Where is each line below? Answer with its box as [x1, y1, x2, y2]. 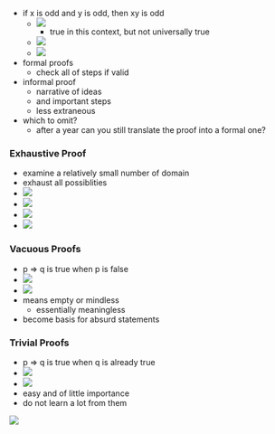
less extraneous [35, 106, 96, 116]
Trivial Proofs [9, 336, 70, 349]
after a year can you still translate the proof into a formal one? [35, 125, 267, 135]
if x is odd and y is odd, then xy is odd [22, 8, 165, 18]
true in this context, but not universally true [49, 26, 210, 37]
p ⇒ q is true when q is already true [22, 356, 156, 367]
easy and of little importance [22, 388, 129, 399]
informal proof [22, 77, 77, 87]
